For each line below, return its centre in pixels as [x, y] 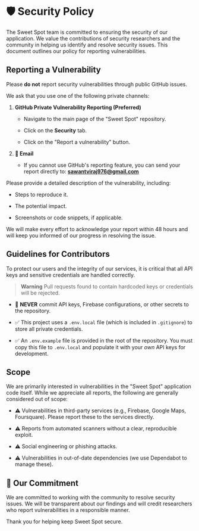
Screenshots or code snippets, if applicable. [69, 218]
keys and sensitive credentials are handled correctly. [71, 275]
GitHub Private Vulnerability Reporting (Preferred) [78, 107]
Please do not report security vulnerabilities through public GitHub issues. [97, 84]
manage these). [34, 464]
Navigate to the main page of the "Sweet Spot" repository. [95, 119]
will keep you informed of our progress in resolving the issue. [81, 235]
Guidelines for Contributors [58, 254]
